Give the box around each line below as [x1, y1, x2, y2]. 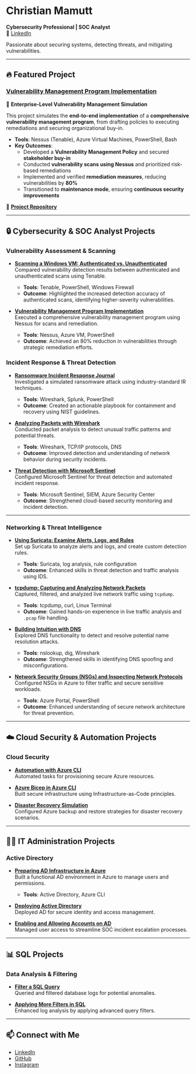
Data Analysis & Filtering [6, 970, 78, 978]
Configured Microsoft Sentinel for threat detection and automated [14, 473, 173, 480]
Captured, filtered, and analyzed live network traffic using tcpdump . [14, 590, 175, 597]
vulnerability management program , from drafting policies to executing [6, 118, 180, 125]
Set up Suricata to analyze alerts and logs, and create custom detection [14, 543, 187, 550]
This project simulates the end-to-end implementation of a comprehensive [6, 112, 190, 119]
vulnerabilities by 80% [23, 179, 78, 186]
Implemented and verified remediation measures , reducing [23, 173, 166, 180]
